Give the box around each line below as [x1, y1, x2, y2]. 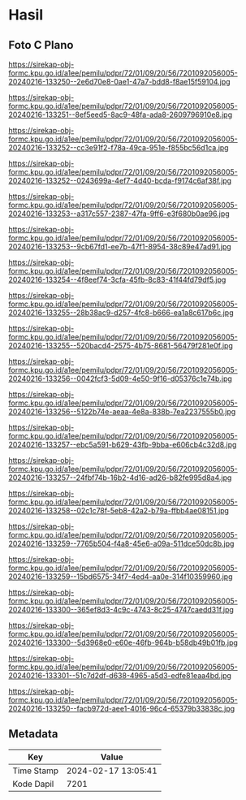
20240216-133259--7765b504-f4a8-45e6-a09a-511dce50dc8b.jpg [8, 538, 235, 548]
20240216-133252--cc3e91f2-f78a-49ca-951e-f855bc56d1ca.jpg [8, 143, 229, 152]
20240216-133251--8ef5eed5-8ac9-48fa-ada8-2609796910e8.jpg [8, 110, 233, 119]
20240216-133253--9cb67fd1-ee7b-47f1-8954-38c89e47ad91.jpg [8, 242, 231, 251]
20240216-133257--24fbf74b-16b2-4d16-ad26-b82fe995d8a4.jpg [8, 473, 232, 482]
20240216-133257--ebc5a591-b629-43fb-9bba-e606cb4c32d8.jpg [8, 440, 237, 449]
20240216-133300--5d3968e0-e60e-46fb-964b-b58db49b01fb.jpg [8, 638, 238, 647]
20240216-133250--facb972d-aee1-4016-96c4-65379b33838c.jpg [8, 704, 235, 713]
